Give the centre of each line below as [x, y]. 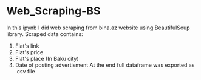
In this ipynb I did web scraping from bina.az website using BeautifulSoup [98, 28]
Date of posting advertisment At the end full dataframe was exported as [105, 65]
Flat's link [27, 46]
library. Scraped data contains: [45, 34]
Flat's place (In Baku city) [47, 58]
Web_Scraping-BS [53, 11]
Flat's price [29, 52]
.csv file [25, 71]
